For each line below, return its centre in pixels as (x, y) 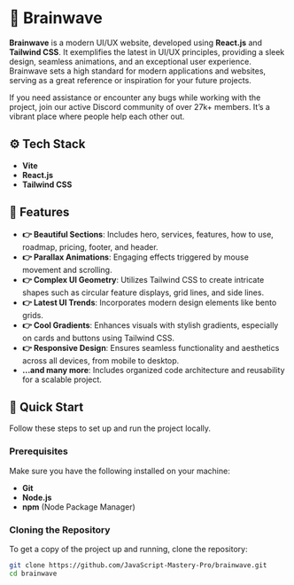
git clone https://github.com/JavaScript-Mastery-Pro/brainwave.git (138, 565)
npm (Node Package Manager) (78, 507)
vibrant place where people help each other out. (97, 116)
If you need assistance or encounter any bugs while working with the (135, 97)
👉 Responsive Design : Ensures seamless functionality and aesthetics (151, 347)
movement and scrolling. (67, 269)
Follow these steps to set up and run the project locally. (110, 428)
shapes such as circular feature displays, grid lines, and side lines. (143, 292)
